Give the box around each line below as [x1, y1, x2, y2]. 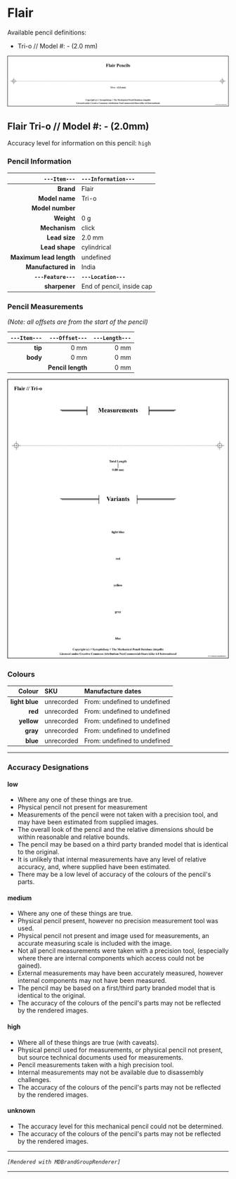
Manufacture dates [84, 687, 142, 696]
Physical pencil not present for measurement [17, 803, 147, 812]
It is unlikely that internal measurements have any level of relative [17, 855, 206, 864]
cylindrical [81, 243, 112, 252]
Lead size [46, 233, 76, 242]
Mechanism [40, 223, 76, 232]
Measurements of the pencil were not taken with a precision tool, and [17, 810, 218, 819]
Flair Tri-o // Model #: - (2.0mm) [7, 120, 150, 132]
